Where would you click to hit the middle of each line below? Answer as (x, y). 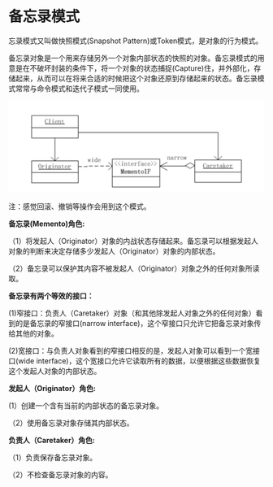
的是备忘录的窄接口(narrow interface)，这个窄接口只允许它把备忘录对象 (134, 323)
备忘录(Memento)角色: (47, 224)
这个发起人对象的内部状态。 (55, 371)
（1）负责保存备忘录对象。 (53, 457)
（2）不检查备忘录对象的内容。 (61, 474)
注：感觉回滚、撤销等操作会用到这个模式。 (80, 206)
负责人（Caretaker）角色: (52, 440)
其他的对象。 (37, 333)
